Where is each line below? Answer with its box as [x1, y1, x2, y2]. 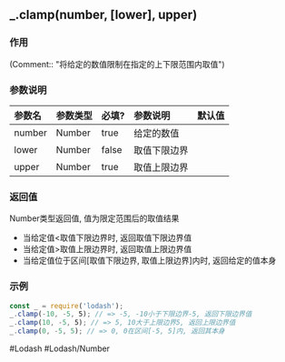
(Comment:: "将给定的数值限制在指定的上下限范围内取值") [9, 58, 225, 69]
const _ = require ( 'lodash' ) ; [9, 301, 124, 310]
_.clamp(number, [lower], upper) [9, 7, 198, 23]
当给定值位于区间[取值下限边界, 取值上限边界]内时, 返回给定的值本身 [22, 255, 277, 266]
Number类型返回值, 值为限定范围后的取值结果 [9, 213, 180, 224]
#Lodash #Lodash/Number [9, 343, 111, 354]
